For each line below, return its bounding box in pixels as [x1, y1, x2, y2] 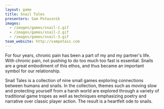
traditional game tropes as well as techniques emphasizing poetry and [5, 93, 147, 99]
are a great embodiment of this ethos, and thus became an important [5, 63, 144, 68]
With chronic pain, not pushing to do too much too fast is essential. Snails [5, 57, 153, 64]
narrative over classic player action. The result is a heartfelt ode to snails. [5, 98, 153, 104]
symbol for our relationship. [5, 68, 61, 74]
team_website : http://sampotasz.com [5, 39, 80, 44]
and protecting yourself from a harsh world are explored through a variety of [5, 87, 159, 93]
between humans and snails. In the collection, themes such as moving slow [5, 83, 157, 88]
